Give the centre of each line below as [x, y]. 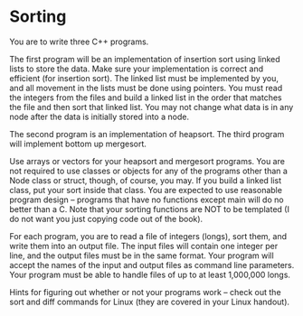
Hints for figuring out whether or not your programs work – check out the [146, 292]
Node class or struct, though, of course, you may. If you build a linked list [146, 180]
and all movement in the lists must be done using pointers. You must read [146, 88]
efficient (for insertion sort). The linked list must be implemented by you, [144, 78]
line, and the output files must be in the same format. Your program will [142, 256]
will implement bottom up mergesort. [78, 144]
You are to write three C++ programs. [79, 42]
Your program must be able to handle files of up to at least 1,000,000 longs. [150, 274]
